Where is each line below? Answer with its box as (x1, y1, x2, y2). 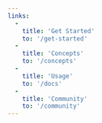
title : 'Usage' (22, 72, 74, 80)
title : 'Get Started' (22, 27, 95, 35)
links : (7, 11, 30, 20)
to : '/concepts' (22, 57, 78, 66)
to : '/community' (22, 102, 81, 110)
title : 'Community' (22, 95, 88, 103)
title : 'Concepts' (22, 49, 84, 57)
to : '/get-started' (22, 34, 88, 43)
